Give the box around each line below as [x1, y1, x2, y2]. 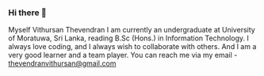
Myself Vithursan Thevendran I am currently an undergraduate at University [8, 25, 255, 35]
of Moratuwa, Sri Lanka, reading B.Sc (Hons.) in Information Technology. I [8, 33, 250, 43]
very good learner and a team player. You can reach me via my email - [8, 51, 238, 60]
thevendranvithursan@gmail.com [8, 59, 117, 68]
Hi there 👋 [8, 7, 48, 18]
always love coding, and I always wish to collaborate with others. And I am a [8, 42, 257, 51]
